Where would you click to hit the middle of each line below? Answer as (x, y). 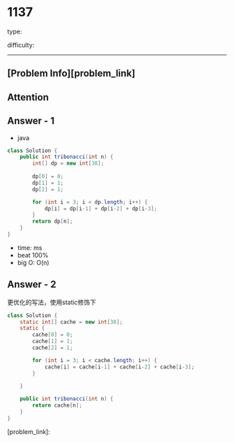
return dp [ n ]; (53, 221)
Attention (28, 97)
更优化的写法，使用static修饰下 (52, 302)
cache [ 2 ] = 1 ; (53, 348)
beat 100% (33, 255)
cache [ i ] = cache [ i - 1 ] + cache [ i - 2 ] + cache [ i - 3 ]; (119, 367)
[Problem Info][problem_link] (71, 74)
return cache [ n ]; (57, 405)
